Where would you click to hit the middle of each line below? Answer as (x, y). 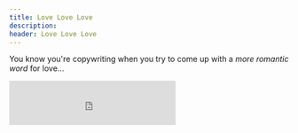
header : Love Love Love (53, 34)
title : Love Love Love (51, 17)
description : (33, 26)
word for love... (37, 68)
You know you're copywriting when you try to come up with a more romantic (149, 59)
